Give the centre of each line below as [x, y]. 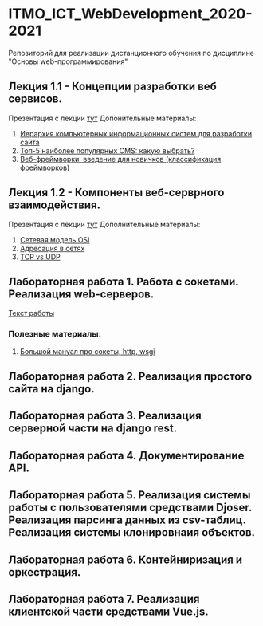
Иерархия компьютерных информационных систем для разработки [136, 133]
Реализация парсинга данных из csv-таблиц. [127, 520]
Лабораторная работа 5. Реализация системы [130, 495]
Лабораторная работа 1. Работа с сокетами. [124, 281]
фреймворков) [45, 167]
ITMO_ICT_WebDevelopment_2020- [130, 14]
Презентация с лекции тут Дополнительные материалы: [104, 224]
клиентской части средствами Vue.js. [108, 612]
